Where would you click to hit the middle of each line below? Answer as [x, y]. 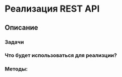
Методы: [16, 69]
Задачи [14, 42]
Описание [21, 28]
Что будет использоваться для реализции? [61, 55]
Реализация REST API [52, 9]
